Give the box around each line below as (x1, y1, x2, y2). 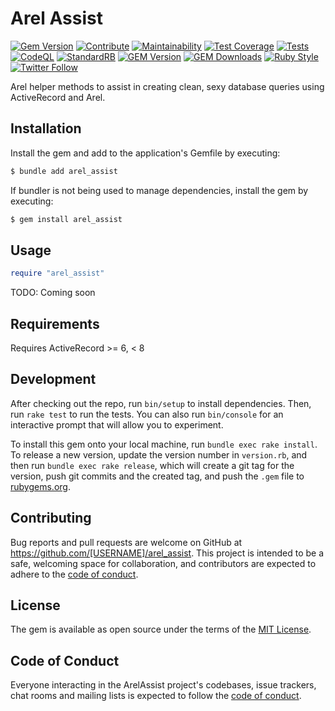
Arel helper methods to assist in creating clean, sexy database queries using (10, 80, 325, 92)
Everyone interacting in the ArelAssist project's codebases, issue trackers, (10, 679, 317, 691)
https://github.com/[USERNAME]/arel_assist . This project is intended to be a (10, 547, 325, 559)
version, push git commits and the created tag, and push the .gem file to (10, 470, 305, 482)
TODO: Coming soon (10, 287, 96, 299)
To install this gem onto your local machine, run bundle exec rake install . (10, 438, 318, 450)
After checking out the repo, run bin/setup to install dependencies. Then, (10, 397, 312, 409)
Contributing (10, 510, 92, 527)
